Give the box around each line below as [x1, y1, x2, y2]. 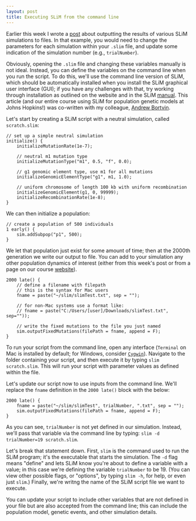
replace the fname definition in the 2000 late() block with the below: [6, 386, 170, 393]
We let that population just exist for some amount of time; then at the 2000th [6, 247, 191, 254]
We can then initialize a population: [6, 209, 91, 217]
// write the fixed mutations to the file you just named [16, 323, 161, 329]
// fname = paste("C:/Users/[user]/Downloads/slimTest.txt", [16, 307, 169, 314]
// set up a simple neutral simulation [6, 133, 104, 138]
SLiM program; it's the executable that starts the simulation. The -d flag [6, 453, 178, 461]
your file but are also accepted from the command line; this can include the [6, 502, 187, 509]
